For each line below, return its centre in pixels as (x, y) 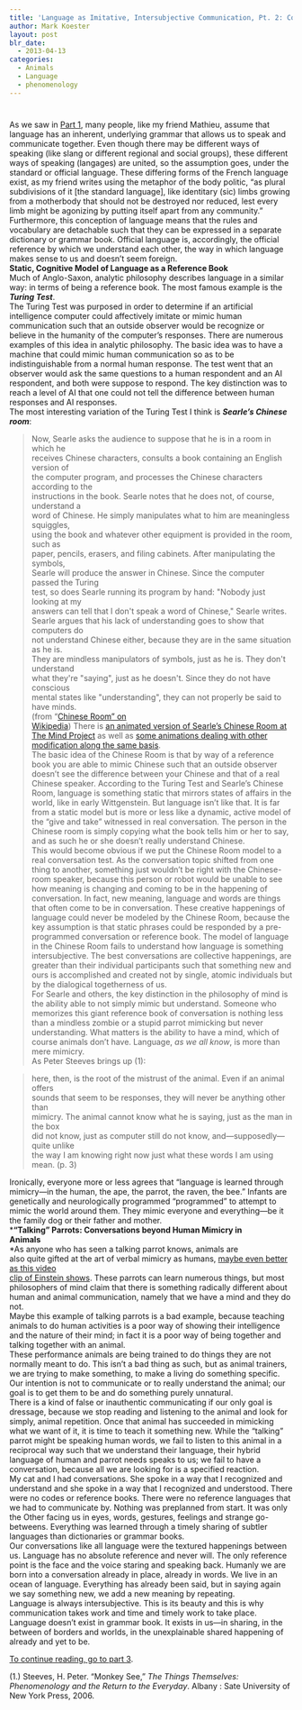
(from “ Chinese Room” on (79, 716)
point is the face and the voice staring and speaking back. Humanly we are (147, 1565)
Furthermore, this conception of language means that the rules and (133, 220)
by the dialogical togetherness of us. (99, 984)
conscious (50, 687)
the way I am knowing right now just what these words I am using (152, 1155)
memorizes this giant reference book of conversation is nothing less (157, 1013)
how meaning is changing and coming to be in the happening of (149, 888)
